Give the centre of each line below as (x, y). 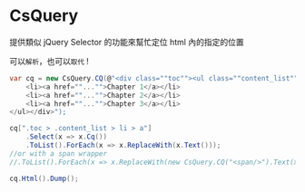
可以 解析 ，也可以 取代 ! (49, 61)
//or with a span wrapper (58, 154)
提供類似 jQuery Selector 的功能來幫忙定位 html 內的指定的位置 (127, 42)
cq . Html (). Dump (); (44, 178)
